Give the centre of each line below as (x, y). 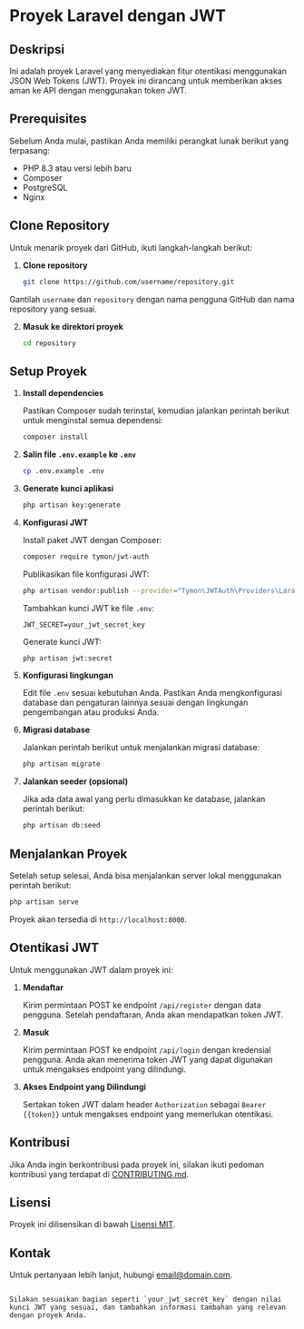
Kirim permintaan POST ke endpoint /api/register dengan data (142, 1005)
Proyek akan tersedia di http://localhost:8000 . (98, 919)
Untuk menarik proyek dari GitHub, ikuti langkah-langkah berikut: (131, 247)
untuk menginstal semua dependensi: (93, 421)
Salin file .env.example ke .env (79, 454)
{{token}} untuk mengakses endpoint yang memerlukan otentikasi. (148, 1114)
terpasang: (29, 150)
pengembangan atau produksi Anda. (91, 712)
